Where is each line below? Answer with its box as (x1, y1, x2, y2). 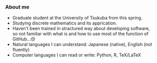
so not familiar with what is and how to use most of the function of (12, 31, 149, 37)
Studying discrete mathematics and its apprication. (12, 20, 117, 26)
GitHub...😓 (12, 36, 36, 42)
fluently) (12, 46, 30, 53)
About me (5, 3, 30, 10)
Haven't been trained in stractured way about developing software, (12, 25, 151, 31)
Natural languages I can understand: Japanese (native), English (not (12, 41, 153, 47)
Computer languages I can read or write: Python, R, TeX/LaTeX (12, 52, 141, 58)
